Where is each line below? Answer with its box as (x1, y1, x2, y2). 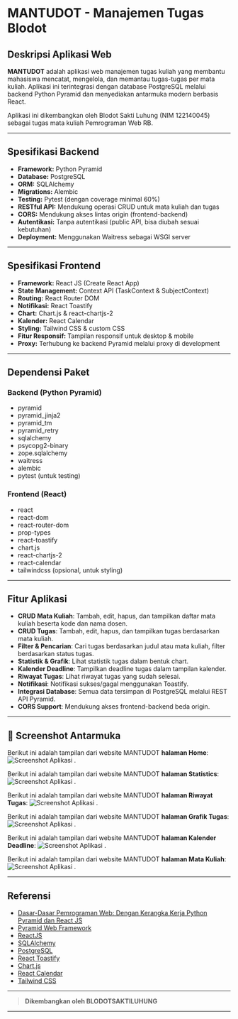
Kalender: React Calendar (17, 316, 94, 325)
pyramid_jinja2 (17, 411, 61, 420)
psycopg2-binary (17, 442, 69, 450)
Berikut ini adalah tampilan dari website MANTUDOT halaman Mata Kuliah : (7, 855, 227, 863)
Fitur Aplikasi (7, 593, 67, 605)
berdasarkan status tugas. (17, 650, 94, 658)
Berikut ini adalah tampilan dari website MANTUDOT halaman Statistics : (7, 770, 220, 778)
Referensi (7, 890, 51, 902)
